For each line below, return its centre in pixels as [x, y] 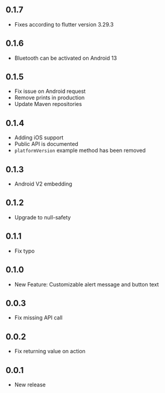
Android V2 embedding [43, 184]
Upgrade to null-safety [42, 217]
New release [30, 385]
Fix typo [24, 251]
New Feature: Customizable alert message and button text [86, 284]
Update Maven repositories [48, 104]
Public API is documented [46, 144]
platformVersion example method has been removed [80, 151]
